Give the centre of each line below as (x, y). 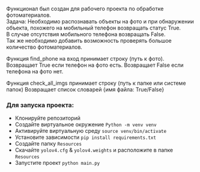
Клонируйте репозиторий (48, 118)
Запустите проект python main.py (57, 163)
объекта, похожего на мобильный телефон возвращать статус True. (94, 28)
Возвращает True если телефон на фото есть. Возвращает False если (95, 65)
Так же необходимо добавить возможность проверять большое (89, 41)
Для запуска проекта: (40, 105)
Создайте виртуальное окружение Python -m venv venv (86, 124)
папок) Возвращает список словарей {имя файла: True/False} (85, 89)
